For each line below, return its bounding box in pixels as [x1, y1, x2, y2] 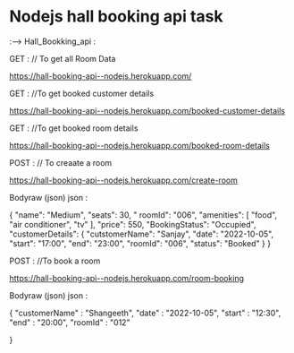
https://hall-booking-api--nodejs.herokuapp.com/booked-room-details [9, 140, 270, 151]
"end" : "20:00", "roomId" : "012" [9, 316, 131, 328]
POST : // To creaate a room [9, 157, 113, 168]
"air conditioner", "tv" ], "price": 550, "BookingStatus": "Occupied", [9, 219, 256, 229]
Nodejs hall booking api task [9, 6, 223, 27]
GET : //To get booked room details [9, 123, 139, 133]
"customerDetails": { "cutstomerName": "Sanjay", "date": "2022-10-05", [9, 228, 274, 239]
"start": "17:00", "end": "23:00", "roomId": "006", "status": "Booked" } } [9, 237, 271, 248]
